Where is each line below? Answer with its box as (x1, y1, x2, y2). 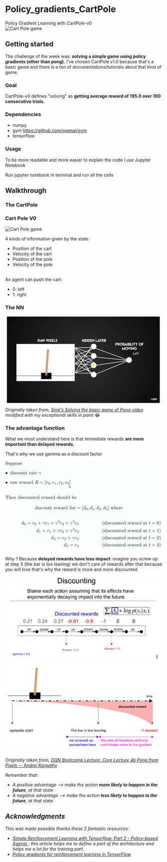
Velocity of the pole (12, 261, 53, 267)
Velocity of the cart (12, 251, 52, 257)
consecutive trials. (5, 99, 45, 105)
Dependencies (5, 111, 41, 118)
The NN (5, 304, 24, 311)
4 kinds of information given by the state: (5, 236, 90, 242)
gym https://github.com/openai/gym (12, 128, 87, 134)
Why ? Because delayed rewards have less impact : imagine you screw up (5, 555, 158, 561)
